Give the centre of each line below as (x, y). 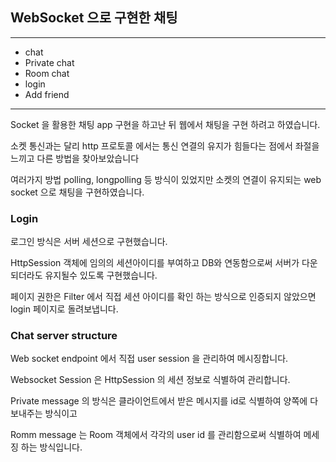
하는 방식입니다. (51, 447)
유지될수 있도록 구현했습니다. (101, 275)
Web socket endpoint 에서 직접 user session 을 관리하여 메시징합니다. (149, 359)
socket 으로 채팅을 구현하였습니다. (77, 192)
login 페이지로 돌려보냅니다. (64, 309)
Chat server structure (64, 336)
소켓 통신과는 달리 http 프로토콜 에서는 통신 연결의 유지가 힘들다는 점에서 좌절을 (165, 145)
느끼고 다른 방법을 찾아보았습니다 (75, 158)
